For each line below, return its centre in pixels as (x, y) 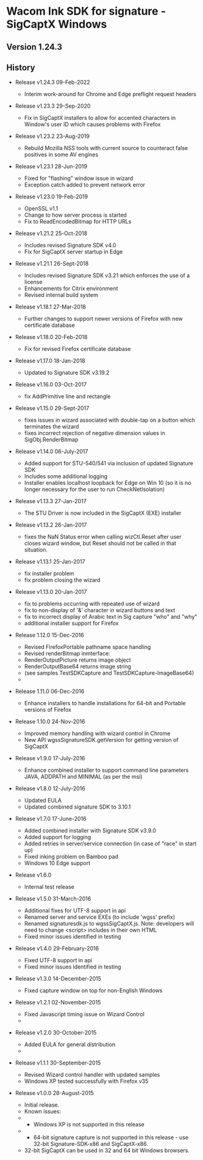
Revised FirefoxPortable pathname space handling (87, 647)
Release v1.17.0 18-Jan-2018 (50, 361)
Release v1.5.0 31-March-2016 (53, 899)
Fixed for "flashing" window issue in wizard (79, 178)
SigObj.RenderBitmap (51, 440)
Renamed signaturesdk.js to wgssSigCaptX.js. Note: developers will (109, 924)
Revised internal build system (61, 295)
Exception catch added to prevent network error (85, 185)
